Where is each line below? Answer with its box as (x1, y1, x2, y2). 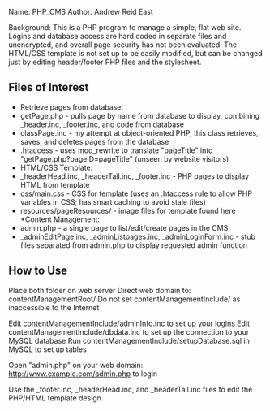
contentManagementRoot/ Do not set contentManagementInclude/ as (8, 294, 241, 304)
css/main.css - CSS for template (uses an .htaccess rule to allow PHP (19, 188, 253, 198)
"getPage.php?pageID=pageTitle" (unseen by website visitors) (19, 154, 229, 163)
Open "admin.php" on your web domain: (8, 360, 144, 370)
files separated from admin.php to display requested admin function (19, 240, 248, 250)
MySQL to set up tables (8, 344, 87, 354)
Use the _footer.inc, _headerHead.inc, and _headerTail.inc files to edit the (8, 384, 253, 394)
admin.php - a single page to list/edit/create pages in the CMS (19, 223, 229, 232)
